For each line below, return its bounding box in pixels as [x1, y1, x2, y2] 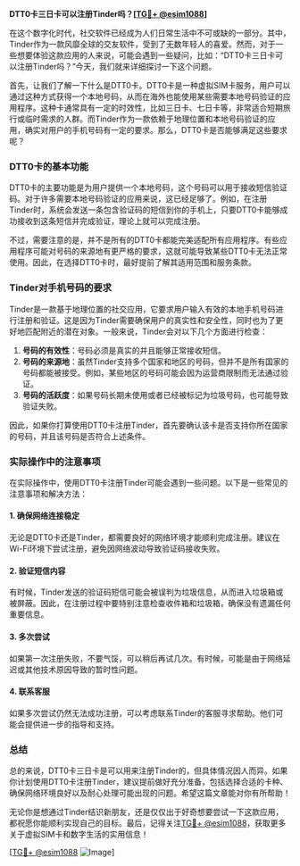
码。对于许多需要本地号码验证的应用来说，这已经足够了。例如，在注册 [9, 194, 268, 204]
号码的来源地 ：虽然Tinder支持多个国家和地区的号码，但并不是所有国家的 [21, 356, 289, 367]
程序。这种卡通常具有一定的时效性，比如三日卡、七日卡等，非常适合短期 [16, 103, 283, 112]
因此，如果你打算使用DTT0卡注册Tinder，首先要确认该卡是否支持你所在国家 [9, 420, 288, 430]
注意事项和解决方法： [9, 488, 87, 499]
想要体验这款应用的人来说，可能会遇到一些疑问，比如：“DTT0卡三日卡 [16, 50, 276, 61]
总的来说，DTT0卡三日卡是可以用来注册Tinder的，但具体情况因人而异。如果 [9, 765, 288, 776]
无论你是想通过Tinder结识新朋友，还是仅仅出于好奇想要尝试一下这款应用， [9, 807, 284, 817]
